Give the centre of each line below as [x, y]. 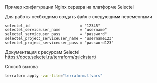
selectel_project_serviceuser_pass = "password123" [59, 43]
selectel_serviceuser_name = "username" [56, 30]
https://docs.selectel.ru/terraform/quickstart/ [51, 57]
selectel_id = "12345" [53, 26]
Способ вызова [21, 67]
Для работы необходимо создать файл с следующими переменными [78, 16]
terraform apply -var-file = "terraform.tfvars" [54, 76]
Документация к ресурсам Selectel [42, 52]
